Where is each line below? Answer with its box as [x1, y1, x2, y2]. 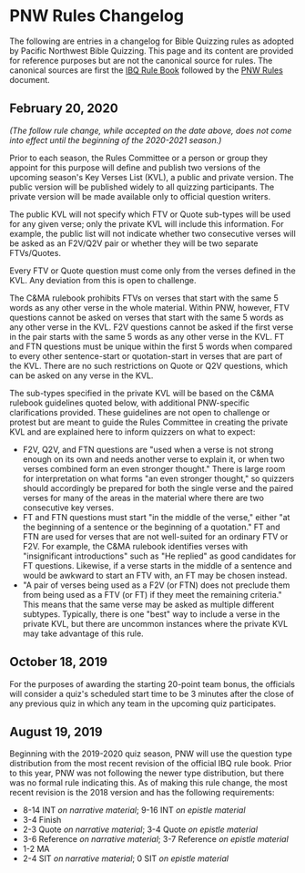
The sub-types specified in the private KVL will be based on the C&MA [9, 387, 275, 398]
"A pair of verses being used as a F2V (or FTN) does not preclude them [22, 580, 290, 591]
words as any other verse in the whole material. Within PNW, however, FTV [9, 302, 290, 313]
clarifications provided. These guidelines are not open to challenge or [9, 406, 270, 417]
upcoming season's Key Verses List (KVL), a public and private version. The [9, 171, 294, 182]
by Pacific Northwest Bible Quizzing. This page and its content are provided [9, 45, 294, 56]
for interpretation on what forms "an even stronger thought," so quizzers [22, 473, 295, 484]
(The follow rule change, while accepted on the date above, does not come [9, 125, 292, 136]
